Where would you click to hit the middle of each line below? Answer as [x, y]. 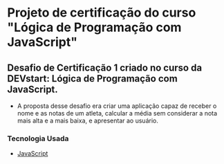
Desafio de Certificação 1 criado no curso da [105, 67]
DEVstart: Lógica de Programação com [92, 79]
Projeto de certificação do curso [102, 13]
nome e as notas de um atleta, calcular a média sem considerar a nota [117, 113]
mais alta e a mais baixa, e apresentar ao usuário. [88, 120]
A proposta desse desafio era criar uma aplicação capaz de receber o [117, 106]
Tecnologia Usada [38, 138]
